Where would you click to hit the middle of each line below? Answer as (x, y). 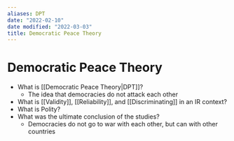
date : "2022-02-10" (36, 20)
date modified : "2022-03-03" (50, 27)
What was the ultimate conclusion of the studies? (88, 117)
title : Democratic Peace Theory (54, 33)
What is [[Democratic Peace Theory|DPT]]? (80, 87)
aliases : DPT (26, 14)
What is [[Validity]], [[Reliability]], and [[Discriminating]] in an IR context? (122, 102)
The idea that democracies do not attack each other (103, 94)
